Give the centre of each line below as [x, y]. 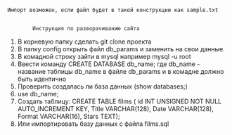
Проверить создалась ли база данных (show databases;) [103, 86]
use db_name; [38, 94]
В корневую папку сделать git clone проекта [84, 41]
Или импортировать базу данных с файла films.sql [93, 124]
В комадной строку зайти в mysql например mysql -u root [104, 57]
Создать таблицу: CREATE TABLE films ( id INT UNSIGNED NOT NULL [120, 101]
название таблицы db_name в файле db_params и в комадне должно [121, 71]
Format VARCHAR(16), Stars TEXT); [69, 116]
